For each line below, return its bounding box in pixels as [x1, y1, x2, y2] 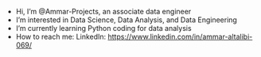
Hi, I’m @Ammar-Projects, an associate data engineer [15, 7, 192, 16]
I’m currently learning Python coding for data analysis [15, 24, 193, 32]
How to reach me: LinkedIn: [15, 32, 107, 41]
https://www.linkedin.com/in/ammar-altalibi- [107, 32, 253, 41]
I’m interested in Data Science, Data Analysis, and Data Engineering [15, 15, 237, 25]
